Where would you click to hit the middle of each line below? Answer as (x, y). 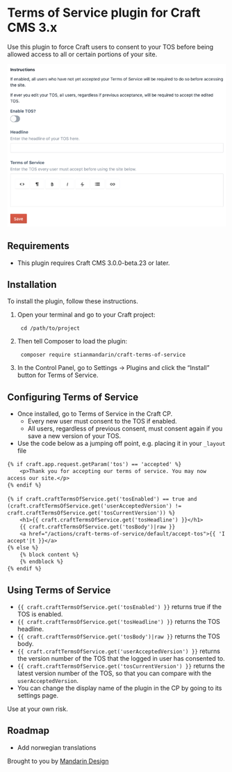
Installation (32, 285)
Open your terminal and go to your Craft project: (86, 315)
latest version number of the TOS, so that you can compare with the (114, 673)
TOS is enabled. (40, 614)
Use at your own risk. (38, 709)
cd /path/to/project (50, 328)
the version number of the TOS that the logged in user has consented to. (121, 659)
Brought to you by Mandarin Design (58, 761)
